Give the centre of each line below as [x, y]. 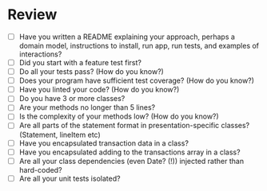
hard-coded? [40, 170]
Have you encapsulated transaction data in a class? [104, 143]
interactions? [40, 54]
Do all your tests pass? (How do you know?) [92, 72]
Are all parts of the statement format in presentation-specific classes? [134, 126]
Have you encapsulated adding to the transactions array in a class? [130, 152]
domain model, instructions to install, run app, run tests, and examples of [139, 46]
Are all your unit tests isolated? [70, 178]
